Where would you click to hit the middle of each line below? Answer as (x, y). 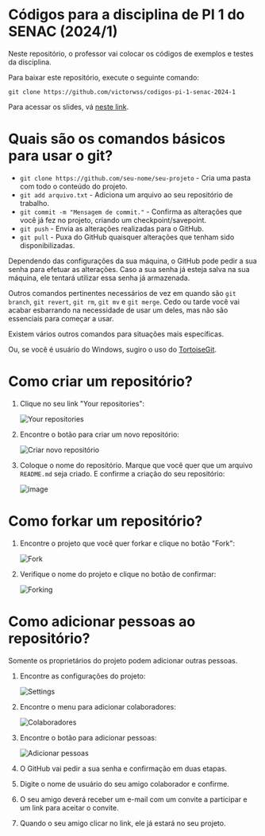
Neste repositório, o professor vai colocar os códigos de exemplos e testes (131, 53)
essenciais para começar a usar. (61, 318)
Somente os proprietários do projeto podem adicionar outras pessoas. (123, 660)
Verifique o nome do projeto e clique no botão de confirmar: (118, 574)
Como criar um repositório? (100, 381)
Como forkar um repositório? (106, 521)
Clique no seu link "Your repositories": (82, 403)
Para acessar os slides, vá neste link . (69, 107)
